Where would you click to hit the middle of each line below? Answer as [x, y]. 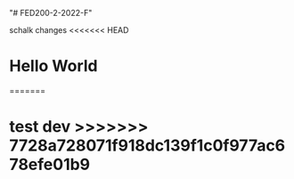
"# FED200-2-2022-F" [51, 13]
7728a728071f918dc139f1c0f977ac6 [147, 146]
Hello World [53, 66]
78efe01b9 [50, 165]
